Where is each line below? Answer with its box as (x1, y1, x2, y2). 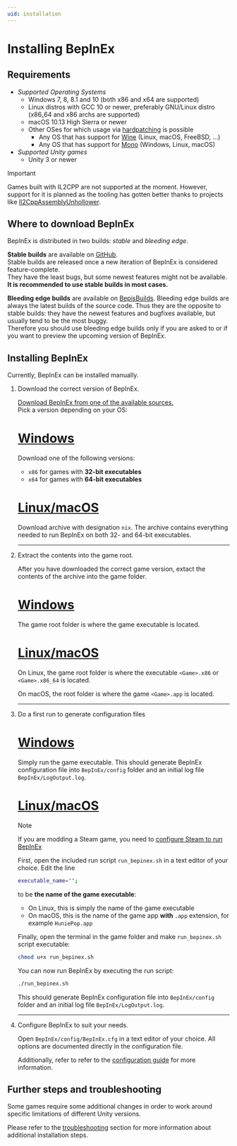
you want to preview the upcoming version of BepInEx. (7, 331, 166, 340)
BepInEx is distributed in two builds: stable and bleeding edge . (7, 237, 189, 245)
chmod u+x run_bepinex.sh (17, 953, 94, 961)
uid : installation (7, 10, 61, 18)
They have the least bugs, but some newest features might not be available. (7, 273, 228, 281)
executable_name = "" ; (17, 877, 78, 884)
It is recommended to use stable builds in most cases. (7, 280, 169, 289)
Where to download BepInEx (7, 218, 135, 230)
